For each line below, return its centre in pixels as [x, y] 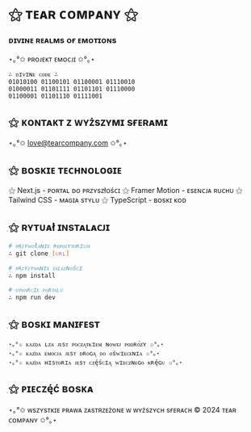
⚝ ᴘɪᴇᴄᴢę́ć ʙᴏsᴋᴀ [51, 389]
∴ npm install [32, 275]
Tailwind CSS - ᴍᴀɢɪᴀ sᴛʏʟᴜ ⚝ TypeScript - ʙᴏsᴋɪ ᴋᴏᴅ [98, 200]
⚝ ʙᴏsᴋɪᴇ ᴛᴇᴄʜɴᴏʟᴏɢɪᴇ [65, 170]
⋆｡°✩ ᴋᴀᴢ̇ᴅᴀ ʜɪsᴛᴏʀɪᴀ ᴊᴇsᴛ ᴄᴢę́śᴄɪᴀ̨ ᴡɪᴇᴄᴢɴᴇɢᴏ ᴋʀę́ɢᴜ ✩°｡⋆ [96, 363]
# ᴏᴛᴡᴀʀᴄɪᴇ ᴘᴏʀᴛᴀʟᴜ [36, 290]
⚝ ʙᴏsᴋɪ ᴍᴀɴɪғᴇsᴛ [54, 323]
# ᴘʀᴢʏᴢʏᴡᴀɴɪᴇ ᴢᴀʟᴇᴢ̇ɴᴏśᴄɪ [46, 268]
